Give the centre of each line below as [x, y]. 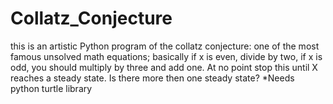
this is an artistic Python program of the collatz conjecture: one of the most [165, 46]
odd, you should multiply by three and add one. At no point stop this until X [164, 67]
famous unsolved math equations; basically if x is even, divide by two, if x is [166, 56]
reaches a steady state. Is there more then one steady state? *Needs [152, 78]
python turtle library [51, 88]
